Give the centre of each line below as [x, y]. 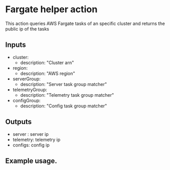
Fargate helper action [51, 9]
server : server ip [31, 134]
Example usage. [31, 161]
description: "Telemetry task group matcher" [67, 95]
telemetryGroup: [30, 90]
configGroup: [26, 100]
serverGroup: [26, 79]
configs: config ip [31, 145]
